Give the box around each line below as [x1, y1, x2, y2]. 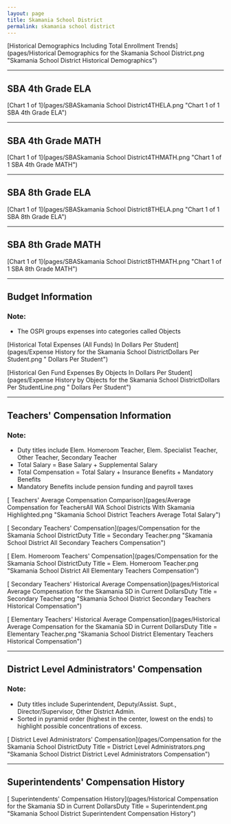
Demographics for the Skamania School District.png [57, 49, 205, 57]
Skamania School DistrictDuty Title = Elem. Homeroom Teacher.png [7, 559, 199, 567]
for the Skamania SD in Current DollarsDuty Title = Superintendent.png [7, 802, 208, 810]
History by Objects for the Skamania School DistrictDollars [54, 376, 220, 384]
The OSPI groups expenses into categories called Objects [16, 327, 181, 336]
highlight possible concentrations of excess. [16, 721, 143, 730]
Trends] [155, 42, 178, 50]
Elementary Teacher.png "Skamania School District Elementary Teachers [7, 630, 214, 638]
